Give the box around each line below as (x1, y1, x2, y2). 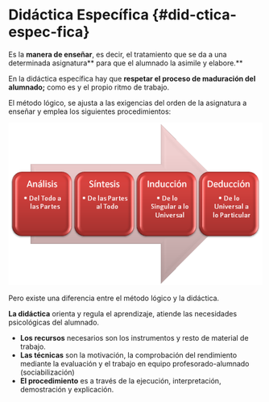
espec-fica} (8, 23, 90, 41)
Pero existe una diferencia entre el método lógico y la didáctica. (8, 293, 220, 303)
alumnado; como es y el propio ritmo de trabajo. (8, 82, 170, 92)
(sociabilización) (19, 367, 75, 377)
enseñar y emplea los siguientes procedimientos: (8, 107, 172, 116)
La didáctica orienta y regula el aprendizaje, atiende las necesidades (8, 308, 238, 318)
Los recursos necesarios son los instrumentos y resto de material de (19, 333, 249, 342)
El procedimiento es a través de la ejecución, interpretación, (19, 375, 221, 385)
